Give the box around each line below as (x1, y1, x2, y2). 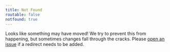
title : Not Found (5, 7, 42, 13)
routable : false (5, 12, 40, 17)
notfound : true (5, 17, 38, 22)
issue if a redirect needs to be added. (5, 41, 84, 47)
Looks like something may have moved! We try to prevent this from (5, 31, 146, 37)
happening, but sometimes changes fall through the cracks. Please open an (5, 36, 165, 42)
